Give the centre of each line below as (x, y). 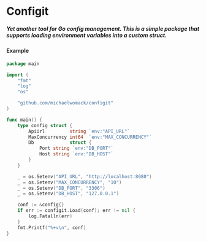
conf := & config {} (41, 205)
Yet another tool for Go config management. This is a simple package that (103, 28)
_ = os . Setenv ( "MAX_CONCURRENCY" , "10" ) (70, 182)
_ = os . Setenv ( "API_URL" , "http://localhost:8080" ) (85, 176)
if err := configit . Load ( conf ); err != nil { (77, 211)
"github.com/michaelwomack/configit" (66, 103)
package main (23, 64)
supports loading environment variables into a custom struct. (87, 35)
